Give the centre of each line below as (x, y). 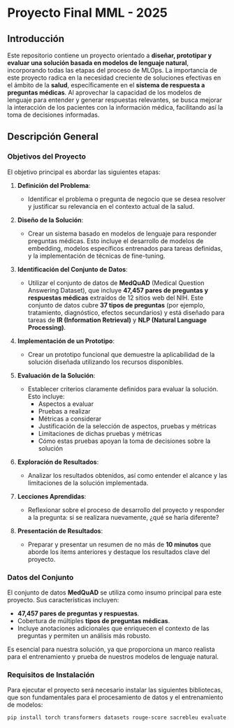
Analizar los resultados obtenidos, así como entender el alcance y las (127, 475)
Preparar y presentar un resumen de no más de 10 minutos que (119, 544)
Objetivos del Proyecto (46, 156)
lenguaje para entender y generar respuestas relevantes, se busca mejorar (115, 100)
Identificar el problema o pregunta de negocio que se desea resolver (126, 199)
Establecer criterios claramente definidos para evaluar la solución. (123, 388)
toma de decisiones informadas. (53, 115)
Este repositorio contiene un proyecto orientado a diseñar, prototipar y (109, 55)
